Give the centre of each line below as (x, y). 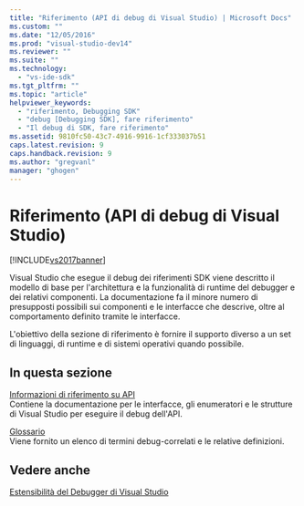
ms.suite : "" (34, 60)
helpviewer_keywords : (51, 103)
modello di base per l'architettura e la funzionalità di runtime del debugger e (152, 287)
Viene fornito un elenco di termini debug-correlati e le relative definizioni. (147, 441)
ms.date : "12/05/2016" (52, 35)
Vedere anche (50, 470)
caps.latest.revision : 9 (57, 145)
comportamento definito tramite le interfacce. (95, 316)
